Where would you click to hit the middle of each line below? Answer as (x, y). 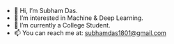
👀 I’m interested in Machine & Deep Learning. (79, 18)
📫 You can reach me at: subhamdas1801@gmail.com (90, 33)
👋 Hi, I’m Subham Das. (46, 11)
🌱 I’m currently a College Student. (62, 25)
